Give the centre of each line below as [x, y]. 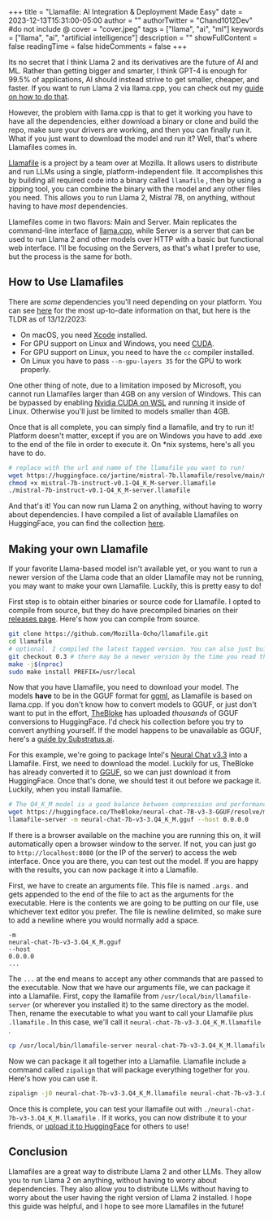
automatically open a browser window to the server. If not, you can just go [133, 844]
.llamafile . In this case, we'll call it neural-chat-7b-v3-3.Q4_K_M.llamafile [135, 1022]
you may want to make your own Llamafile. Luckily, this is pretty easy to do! [135, 586]
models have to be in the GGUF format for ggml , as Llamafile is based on [130, 696]
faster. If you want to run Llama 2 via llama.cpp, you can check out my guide [136, 88]
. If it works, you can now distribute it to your [172, 1117]
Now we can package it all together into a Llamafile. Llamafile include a [127, 1061]
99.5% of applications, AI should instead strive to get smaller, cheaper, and [134, 79]
